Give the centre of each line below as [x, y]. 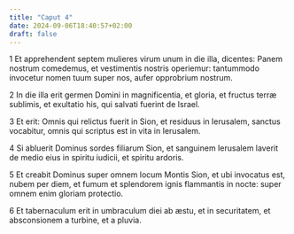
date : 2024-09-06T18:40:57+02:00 [71, 26]
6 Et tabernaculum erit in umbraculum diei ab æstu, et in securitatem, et [140, 211]
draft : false [33, 34]
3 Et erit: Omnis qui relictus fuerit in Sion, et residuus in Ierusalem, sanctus [145, 121]
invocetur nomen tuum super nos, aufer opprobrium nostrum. [121, 78]
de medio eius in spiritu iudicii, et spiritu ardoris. [97, 158]
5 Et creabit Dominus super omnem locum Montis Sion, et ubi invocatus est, [147, 175]
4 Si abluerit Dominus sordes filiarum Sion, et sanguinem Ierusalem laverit [144, 148]
